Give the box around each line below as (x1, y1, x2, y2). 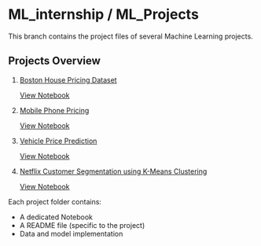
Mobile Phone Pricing (19, 105, 90, 115)
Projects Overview (8, 54, 101, 68)
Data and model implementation (19, 229, 123, 238)
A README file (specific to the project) (19, 220, 145, 229)
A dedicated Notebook (19, 212, 93, 222)
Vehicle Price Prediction (19, 136, 97, 145)
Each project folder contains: (8, 196, 102, 206)
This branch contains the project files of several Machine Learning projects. (8, 31, 253, 41)
